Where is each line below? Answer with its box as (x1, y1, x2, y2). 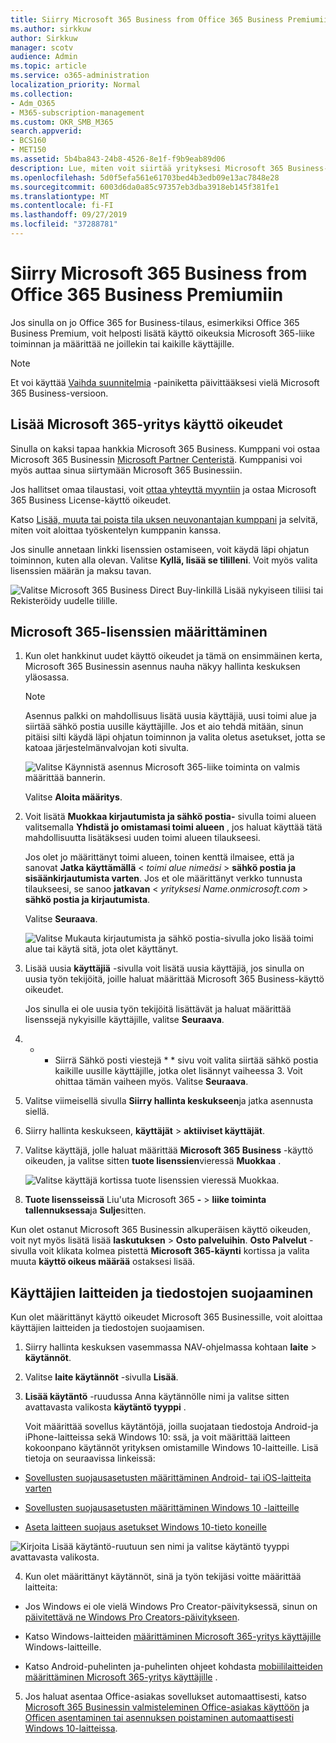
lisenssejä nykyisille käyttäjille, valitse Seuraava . (24, 1014, 225, 1026)
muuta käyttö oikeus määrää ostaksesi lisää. (10, 1256, 196, 1268)
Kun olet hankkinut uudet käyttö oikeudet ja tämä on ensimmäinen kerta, (24, 650, 323, 662)
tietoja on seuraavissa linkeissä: (24, 1452, 156, 1465)
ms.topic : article (10, 61, 87, 71)
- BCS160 (10, 136, 47, 146)
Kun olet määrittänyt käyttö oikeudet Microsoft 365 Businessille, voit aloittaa (10, 1311, 323, 1323)
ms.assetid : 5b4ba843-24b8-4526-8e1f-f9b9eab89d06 (10, 154, 226, 164)
